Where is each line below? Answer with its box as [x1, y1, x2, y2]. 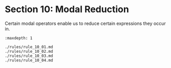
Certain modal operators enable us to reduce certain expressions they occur [5, 20, 166, 26]
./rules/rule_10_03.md [5, 53, 53, 58]
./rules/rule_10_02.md [5, 49, 53, 54]
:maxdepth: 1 [5, 36, 33, 41]
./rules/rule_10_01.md [5, 44, 53, 49]
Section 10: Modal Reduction [5, 4, 129, 15]
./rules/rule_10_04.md [5, 57, 53, 63]
